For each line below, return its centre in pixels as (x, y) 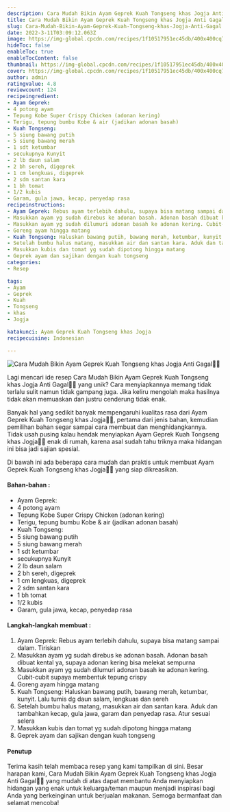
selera (26, 721)
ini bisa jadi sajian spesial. (43, 449)
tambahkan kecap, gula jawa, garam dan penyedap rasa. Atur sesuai (114, 713)
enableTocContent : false (42, 58)
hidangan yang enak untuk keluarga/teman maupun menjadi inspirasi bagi (111, 788)
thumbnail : (23, 65)
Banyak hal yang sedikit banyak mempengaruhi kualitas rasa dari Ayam (107, 412)
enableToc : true (30, 52)
